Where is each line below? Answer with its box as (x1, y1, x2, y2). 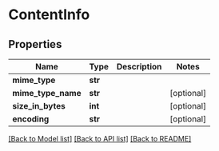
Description (116, 62, 162, 72)
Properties (8, 38, 62, 51)
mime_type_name (12, 88, 82, 98)
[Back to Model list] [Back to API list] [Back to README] (8, 134, 192, 143)
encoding (12, 113, 50, 125)
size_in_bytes (12, 101, 66, 111)
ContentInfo (8, 6, 90, 24)
